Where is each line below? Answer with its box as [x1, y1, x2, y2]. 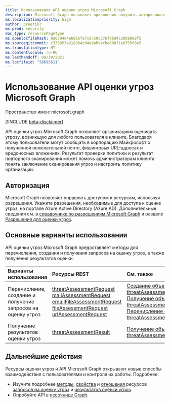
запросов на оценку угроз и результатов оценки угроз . [12, 386, 133, 392]
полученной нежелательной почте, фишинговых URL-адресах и [5, 145, 143, 151]
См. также [126, 270, 153, 277]
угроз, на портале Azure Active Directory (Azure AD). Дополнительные [5, 205, 157, 211]
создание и [8, 292, 36, 299]
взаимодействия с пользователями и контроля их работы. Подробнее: [5, 371, 159, 377]
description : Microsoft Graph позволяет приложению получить [5, 12, 137, 17]
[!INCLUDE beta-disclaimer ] [5, 119, 63, 125]
